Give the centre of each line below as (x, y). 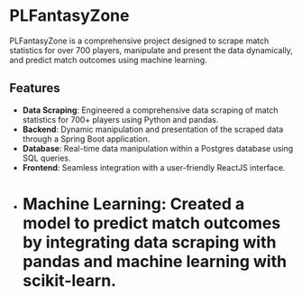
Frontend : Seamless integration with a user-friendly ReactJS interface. (154, 167)
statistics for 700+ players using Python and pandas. (120, 119)
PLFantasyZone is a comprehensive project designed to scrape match (139, 41)
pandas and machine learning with (154, 261)
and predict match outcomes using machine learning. (108, 60)
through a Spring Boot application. (86, 139)
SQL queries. (46, 158)
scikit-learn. (69, 280)
